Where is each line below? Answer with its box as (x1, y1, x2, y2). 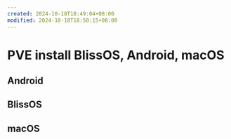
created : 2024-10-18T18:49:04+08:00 (7, 10, 114, 18)
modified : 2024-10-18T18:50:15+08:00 (7, 17, 118, 24)
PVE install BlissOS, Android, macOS (7, 47, 225, 63)
